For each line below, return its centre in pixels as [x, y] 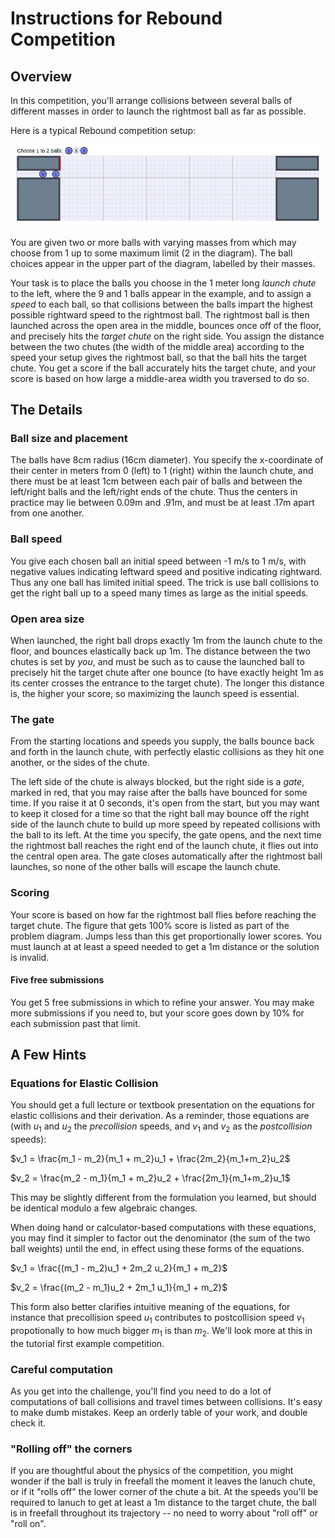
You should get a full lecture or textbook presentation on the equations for [162, 1105]
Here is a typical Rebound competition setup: [103, 130]
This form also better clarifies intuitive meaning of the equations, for [150, 1307]
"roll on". [28, 1524]
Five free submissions [57, 980]
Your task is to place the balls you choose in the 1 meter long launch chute [163, 283]
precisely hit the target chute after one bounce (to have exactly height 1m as [167, 672]
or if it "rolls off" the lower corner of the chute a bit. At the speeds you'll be [164, 1492]
